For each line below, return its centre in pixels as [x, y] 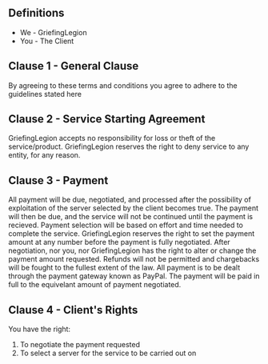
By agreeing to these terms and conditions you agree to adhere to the [123, 85]
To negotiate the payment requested [80, 345]
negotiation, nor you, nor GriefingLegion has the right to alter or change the [132, 250]
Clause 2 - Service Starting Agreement [107, 119]
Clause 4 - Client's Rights [73, 310]
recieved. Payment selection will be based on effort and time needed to [126, 225]
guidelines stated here [45, 94]
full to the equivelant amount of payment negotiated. [95, 285]
